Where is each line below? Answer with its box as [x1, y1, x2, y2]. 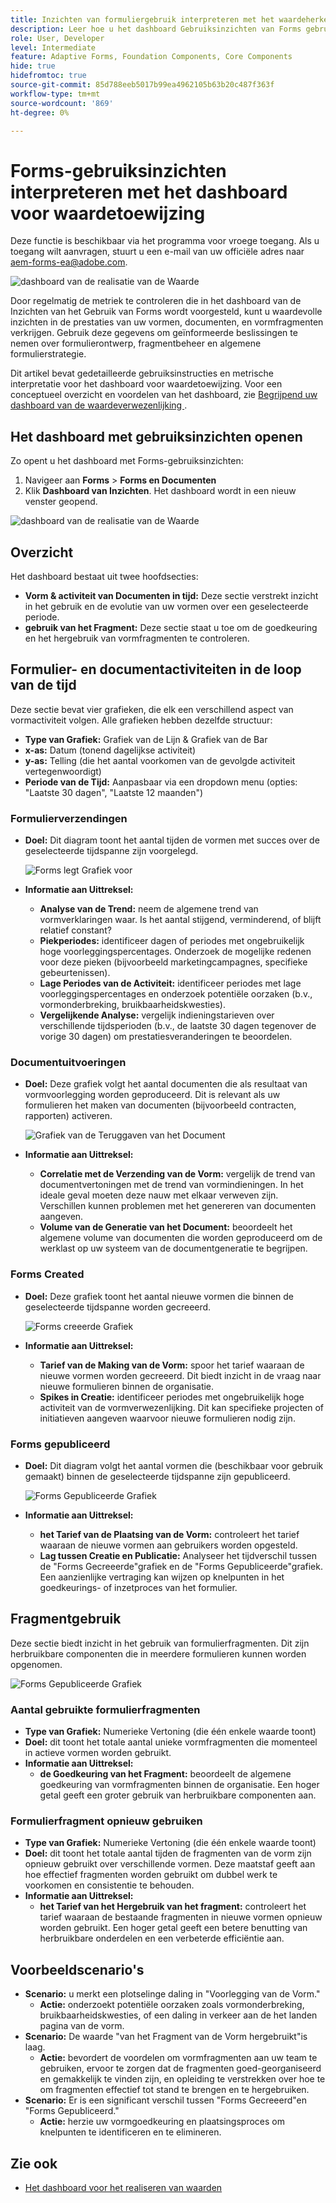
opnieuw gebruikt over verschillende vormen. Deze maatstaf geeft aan [24, 1858, 316, 1870]
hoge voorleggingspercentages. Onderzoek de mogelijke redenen [39, 946, 312, 958]
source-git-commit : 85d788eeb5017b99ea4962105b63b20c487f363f [10, 80, 275, 90]
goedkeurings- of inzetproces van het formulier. [39, 1581, 238, 1593]
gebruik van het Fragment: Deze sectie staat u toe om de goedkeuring [24, 621, 318, 633]
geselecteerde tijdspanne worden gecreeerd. [24, 1301, 212, 1313]
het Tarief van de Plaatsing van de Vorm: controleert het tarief [39, 1528, 300, 1540]
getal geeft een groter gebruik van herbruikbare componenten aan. [39, 1789, 317, 1801]
